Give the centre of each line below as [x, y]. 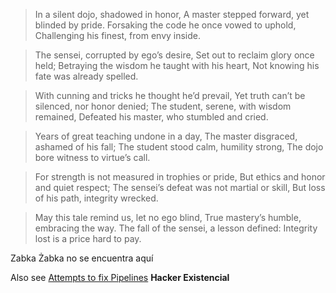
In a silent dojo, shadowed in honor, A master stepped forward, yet [172, 14]
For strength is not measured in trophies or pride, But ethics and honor [180, 177]
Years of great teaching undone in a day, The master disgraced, [166, 136]
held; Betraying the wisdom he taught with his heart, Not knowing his [177, 65]
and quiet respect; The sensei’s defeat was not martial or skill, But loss [180, 187]
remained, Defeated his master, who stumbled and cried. [151, 117]
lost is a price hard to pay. [88, 238]
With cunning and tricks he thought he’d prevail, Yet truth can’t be [170, 95]
